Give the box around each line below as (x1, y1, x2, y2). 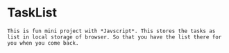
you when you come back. (7, 39, 79, 46)
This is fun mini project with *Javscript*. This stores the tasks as (7, 28, 216, 34)
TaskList (7, 5, 58, 21)
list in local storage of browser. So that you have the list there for (7, 33, 222, 41)
